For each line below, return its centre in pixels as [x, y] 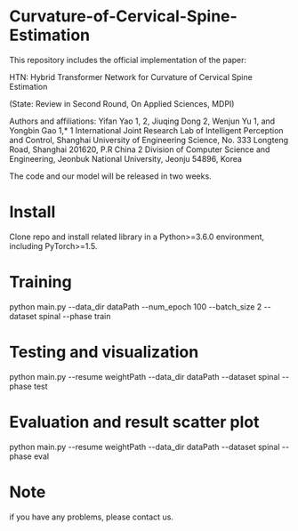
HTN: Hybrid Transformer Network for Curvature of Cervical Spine [131, 76]
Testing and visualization [104, 352]
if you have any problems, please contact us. [91, 517]
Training [41, 282]
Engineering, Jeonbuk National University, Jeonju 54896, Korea [126, 158]
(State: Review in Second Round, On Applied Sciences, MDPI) [122, 103]
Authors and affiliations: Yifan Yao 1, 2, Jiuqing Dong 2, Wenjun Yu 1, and [142, 121]
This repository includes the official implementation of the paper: [128, 60]
